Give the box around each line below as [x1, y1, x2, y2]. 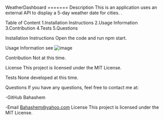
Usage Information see [5, 45, 54, 51]
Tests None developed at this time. [5, 75, 79, 81]
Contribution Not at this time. [5, 55, 66, 61]
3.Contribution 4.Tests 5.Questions [5, 25, 78, 31]
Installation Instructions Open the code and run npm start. [5, 35, 127, 41]
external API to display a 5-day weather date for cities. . [5, 10, 123, 16]
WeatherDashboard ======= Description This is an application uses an [5, 5, 157, 10]
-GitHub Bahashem [5, 94, 46, 100]
